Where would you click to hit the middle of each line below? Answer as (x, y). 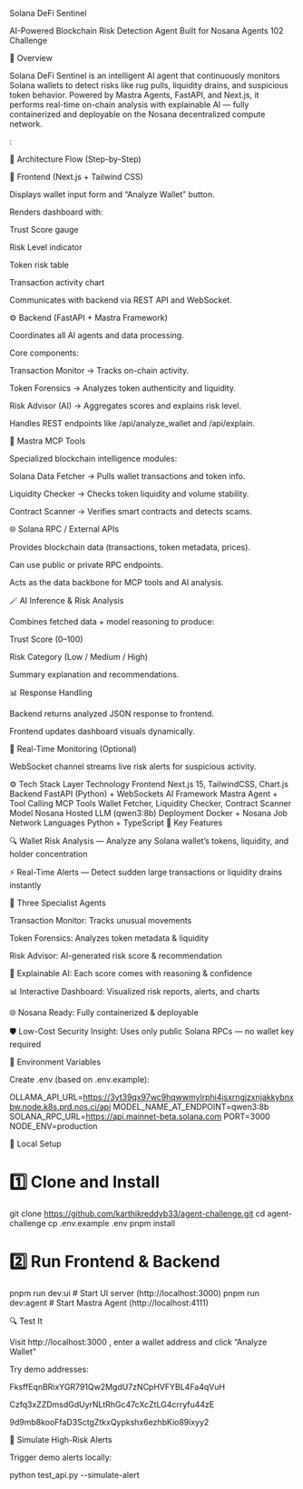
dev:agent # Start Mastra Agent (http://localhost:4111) (109, 1303)
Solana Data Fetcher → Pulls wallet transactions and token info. (127, 476)
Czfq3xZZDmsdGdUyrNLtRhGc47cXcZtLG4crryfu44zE (112, 1404)
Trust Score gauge (44, 230)
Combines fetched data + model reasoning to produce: (112, 621)
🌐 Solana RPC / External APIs (64, 529)
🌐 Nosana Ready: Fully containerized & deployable (104, 1012)
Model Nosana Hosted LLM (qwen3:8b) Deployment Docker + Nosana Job (149, 813)
